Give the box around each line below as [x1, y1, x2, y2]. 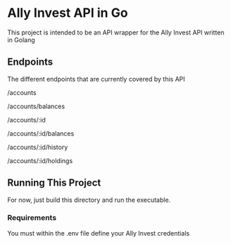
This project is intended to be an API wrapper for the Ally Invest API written [7, 28, 225, 37]
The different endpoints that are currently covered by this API [7, 75, 185, 83]
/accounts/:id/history [7, 143, 68, 151]
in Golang [7, 35, 35, 44]
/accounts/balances [7, 102, 65, 110]
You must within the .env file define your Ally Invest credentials [7, 229, 190, 237]
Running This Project [7, 177, 101, 189]
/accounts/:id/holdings [7, 156, 73, 165]
